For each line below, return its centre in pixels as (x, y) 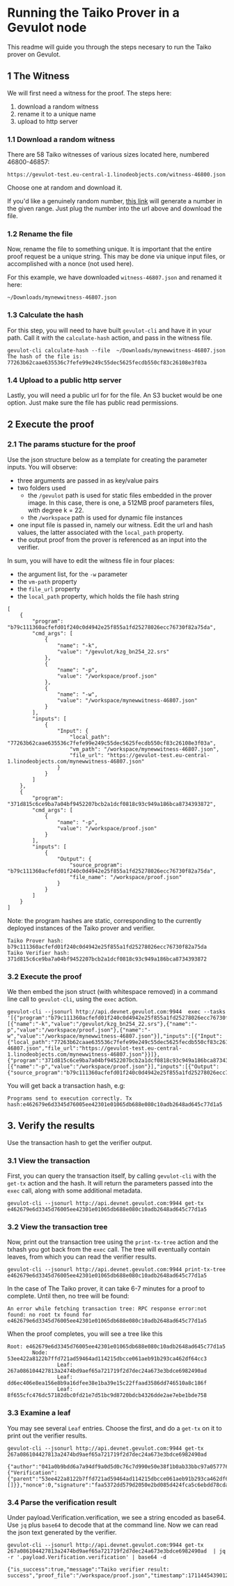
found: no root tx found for (49, 1315)
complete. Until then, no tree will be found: (68, 1296)
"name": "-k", (77, 646)
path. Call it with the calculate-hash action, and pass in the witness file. (110, 337)
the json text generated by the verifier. (62, 1532)
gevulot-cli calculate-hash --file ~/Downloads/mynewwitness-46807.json (117, 350)
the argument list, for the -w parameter (72, 574)
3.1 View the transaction (49, 1160)
